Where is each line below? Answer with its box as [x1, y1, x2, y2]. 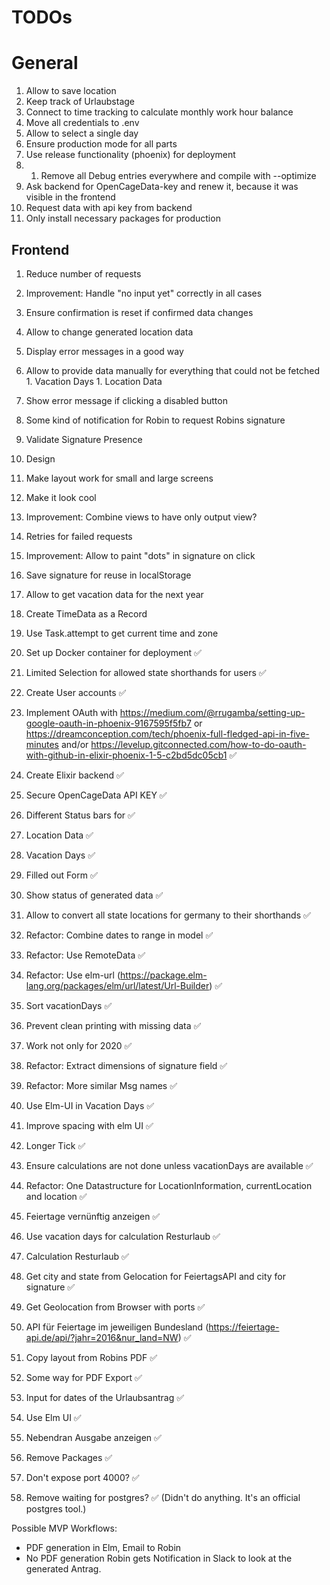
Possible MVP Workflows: [11, 1522, 118, 1534]
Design [25, 452, 56, 465]
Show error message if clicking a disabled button [25, 394, 228, 406]
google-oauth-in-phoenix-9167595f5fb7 [25, 717, 192, 729]
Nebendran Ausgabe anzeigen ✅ [25, 1431, 162, 1443]
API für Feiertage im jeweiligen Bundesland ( [25, 1321, 209, 1333]
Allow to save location [25, 85, 117, 97]
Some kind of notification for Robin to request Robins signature [25, 414, 286, 426]
